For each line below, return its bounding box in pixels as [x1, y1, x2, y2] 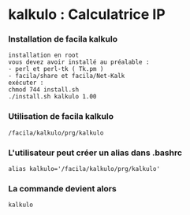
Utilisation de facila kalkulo [8, 111, 114, 122]
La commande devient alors [8, 183, 117, 194]
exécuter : [8, 79, 44, 87]
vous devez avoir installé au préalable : [8, 58, 150, 66]
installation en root [8, 51, 80, 60]
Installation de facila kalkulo [8, 34, 118, 45]
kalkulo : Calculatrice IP [8, 6, 166, 24]
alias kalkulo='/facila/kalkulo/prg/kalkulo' [8, 165, 160, 173]
